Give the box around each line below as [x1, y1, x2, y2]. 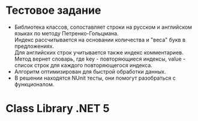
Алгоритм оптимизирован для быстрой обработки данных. [14, 68, 166, 75]
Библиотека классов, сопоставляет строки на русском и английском [14, 23, 193, 31]
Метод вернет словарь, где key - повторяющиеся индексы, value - [14, 55, 186, 62]
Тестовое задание [5, 4, 101, 17]
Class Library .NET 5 [5, 102, 110, 116]
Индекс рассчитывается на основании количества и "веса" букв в [14, 36, 186, 43]
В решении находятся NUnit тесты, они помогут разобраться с [14, 74, 176, 81]
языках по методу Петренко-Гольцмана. [14, 29, 119, 37]
